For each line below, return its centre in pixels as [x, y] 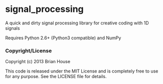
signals [13, 28]
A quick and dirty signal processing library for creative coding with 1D [77, 23]
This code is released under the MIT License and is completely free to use [82, 71]
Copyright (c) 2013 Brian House [38, 62]
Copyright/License [29, 51]
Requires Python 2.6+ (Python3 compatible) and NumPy [63, 38]
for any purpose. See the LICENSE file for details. [56, 77]
